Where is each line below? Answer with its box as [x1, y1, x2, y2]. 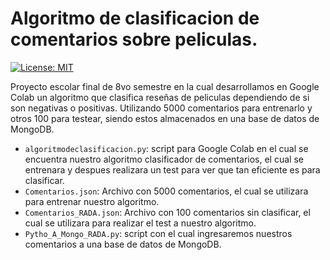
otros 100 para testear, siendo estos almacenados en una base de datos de [10, 112, 320, 124]
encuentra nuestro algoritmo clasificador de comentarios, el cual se [24, 153, 304, 165]
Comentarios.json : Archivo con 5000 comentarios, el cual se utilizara [24, 185, 309, 197]
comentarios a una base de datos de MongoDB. [24, 238, 222, 250]
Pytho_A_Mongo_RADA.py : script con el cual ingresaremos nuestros [24, 227, 293, 239]
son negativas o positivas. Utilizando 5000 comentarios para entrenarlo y [10, 102, 313, 114]
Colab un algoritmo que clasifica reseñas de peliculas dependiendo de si [10, 91, 310, 103]
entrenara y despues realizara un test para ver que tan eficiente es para [24, 163, 321, 176]
